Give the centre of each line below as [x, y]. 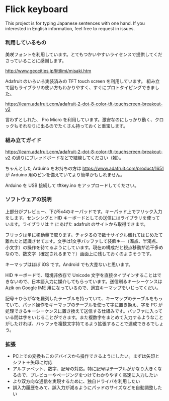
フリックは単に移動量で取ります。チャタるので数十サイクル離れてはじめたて [84, 235]
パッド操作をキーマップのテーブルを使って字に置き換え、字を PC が [93, 305]
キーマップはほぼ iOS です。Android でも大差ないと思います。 [69, 264]
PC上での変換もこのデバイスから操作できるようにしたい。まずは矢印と [86, 356]
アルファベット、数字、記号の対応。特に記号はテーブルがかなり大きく [85, 369]
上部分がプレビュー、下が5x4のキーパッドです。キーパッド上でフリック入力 [84, 211]
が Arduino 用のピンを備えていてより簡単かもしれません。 [65, 174]
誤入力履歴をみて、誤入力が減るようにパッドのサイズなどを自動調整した [87, 388]
